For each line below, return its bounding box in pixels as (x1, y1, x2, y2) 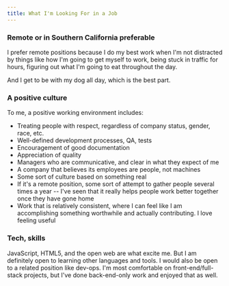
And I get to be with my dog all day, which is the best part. (7, 76, 171, 84)
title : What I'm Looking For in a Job (7, 10, 118, 17)
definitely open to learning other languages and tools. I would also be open (7, 256, 218, 264)
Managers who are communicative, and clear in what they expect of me (16, 158, 219, 166)
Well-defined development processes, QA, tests (16, 136, 152, 144)
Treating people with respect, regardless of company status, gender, (16, 122, 211, 130)
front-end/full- (173, 263, 214, 272)
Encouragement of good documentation (16, 144, 130, 152)
